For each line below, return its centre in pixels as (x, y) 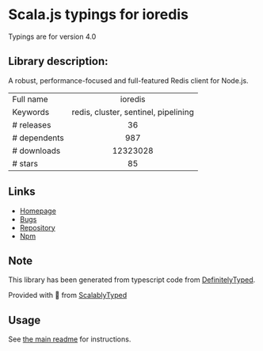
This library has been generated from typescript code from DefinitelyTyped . (132, 280)
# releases (32, 124)
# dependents (38, 138)
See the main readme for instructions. (70, 339)
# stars (25, 163)
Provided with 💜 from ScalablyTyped (68, 296)
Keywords (31, 112)
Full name (30, 99)
